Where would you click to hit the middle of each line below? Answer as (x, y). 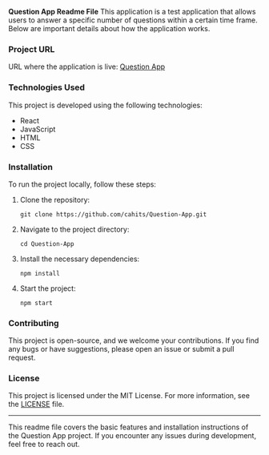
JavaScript (38, 129)
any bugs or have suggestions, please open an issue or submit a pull (121, 349)
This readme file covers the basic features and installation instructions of (128, 427)
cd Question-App (47, 244)
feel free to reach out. (44, 445)
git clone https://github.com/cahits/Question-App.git (113, 214)
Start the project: (48, 288)
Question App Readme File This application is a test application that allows (132, 12)
